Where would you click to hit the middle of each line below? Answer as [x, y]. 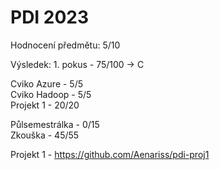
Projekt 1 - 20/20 [45, 105]
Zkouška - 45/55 [45, 135]
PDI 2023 [50, 17]
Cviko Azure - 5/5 [47, 83]
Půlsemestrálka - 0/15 [55, 124]
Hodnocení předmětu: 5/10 [65, 45]
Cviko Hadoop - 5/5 [51, 94]
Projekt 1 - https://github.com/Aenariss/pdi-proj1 [110, 154]
